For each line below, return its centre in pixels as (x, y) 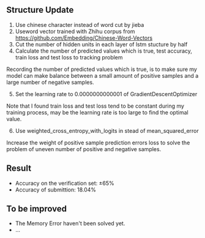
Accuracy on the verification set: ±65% (65, 183)
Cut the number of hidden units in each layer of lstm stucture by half (101, 44)
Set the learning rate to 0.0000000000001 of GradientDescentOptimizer (106, 94)
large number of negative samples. (50, 82)
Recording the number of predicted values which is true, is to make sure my (102, 69)
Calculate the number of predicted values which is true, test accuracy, (104, 51)
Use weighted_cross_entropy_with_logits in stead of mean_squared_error (107, 130)
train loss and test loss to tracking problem (69, 57)
